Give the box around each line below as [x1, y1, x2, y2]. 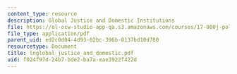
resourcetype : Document [7, 43, 78, 50]
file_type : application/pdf [7, 30, 90, 37]
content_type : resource [7, 10, 78, 18]
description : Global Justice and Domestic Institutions [7, 17, 175, 24]
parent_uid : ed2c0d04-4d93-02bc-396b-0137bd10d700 [7, 37, 159, 44]
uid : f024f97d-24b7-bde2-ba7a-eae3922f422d [7, 56, 138, 63]
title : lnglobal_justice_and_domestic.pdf [7, 50, 134, 57]
